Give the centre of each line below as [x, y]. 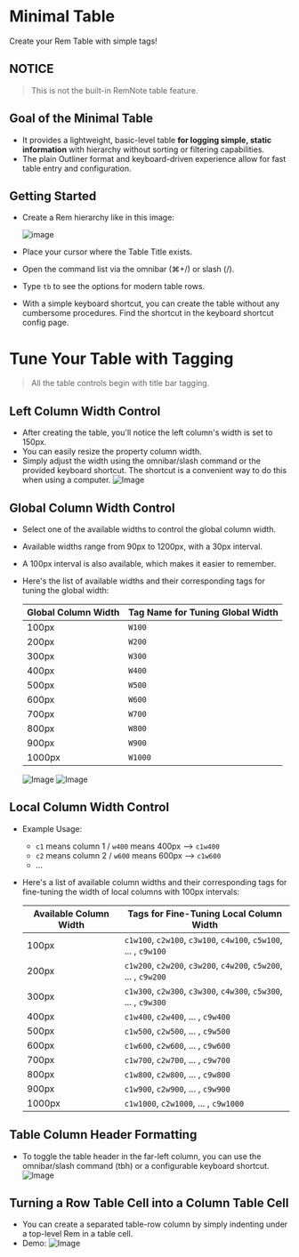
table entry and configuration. [77, 168]
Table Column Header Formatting [103, 1135]
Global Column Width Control [92, 508]
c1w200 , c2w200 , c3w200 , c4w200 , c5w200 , [203, 965]
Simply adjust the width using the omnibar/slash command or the [141, 461]
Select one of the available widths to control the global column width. [149, 529]
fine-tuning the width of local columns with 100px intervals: [131, 891]
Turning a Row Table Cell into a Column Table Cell [149, 1203]
